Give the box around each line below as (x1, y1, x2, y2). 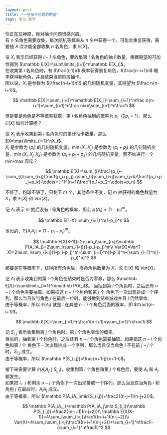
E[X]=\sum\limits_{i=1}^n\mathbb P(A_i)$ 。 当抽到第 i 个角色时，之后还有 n (5, 282, 158, 288)
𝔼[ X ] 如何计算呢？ (5, 120, 42, 126)
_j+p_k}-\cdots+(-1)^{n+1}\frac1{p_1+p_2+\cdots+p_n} (24, 179, 136, 185)
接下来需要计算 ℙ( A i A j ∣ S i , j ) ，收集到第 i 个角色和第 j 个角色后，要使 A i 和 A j (5, 366, 159, 373)
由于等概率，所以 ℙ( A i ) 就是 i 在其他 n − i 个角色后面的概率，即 (5, 301, 133, 308)
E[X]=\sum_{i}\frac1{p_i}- (70, 168, 122, 174)
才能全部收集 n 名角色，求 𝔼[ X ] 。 (23, 44, 92, 50)
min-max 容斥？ (5, 158, 38, 164)
